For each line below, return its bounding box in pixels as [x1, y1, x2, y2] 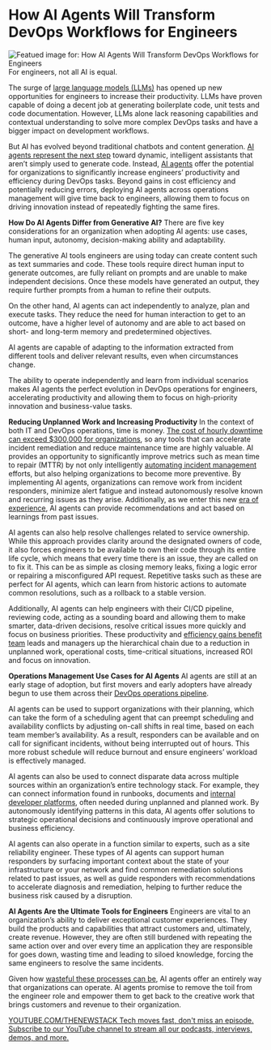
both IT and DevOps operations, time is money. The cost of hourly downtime [8, 425, 263, 435]
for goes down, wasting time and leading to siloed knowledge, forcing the [8, 949, 253, 959]
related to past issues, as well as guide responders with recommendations [8, 873, 256, 883]
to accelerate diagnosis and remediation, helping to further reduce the [8, 882, 243, 892]
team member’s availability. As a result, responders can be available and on [8, 729, 260, 739]
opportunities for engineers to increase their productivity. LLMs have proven [8, 91, 263, 101]
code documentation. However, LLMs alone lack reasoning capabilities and [8, 108, 259, 118]
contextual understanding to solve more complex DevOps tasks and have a [8, 117, 259, 127]
